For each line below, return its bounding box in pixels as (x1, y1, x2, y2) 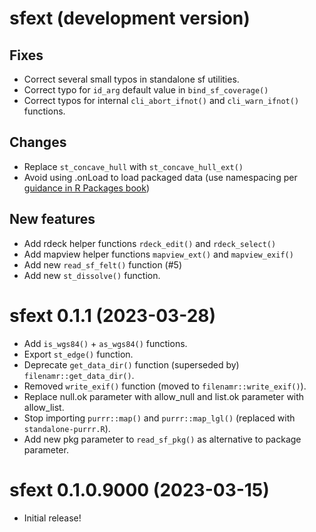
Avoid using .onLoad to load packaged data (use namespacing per (23, 171, 298, 183)
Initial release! (23, 512, 82, 524)
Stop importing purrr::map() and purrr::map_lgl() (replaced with (23, 412, 296, 424)
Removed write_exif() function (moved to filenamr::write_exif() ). (23, 380, 307, 392)
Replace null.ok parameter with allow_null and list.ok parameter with (23, 390, 305, 402)
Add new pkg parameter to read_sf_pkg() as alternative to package (23, 433, 302, 445)
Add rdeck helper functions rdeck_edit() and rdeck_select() (23, 237, 277, 249)
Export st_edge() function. (23, 348, 134, 360)
